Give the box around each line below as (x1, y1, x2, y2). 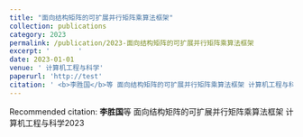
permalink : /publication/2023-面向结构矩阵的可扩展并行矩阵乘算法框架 (9, 38, 254, 48)
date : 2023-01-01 (9, 55, 75, 64)
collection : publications (9, 22, 106, 31)
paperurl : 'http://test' (9, 72, 103, 81)
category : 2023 (9, 30, 67, 39)
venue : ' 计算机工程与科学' (9, 64, 104, 73)
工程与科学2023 (24, 117, 85, 128)
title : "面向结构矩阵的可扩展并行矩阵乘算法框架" (9, 13, 174, 23)
